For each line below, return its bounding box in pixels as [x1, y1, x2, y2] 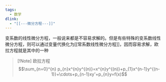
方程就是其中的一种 [9, 47, 48, 53]
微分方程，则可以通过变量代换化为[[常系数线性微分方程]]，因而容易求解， [5, 41, 155, 47]
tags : [5, 7, 16, 12]
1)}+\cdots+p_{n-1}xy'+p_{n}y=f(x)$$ [51, 71, 127, 77]
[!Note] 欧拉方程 [17, 58, 50, 64]
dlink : [5, 16, 19, 21]
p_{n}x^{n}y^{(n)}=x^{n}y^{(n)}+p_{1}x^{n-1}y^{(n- [57, 66, 160, 72]
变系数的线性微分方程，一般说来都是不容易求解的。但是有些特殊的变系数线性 [5, 35, 161, 41]
